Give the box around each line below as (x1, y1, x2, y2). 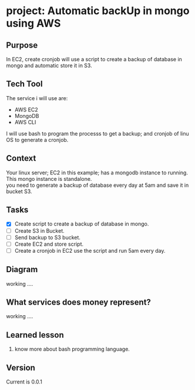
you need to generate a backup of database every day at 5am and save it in (6, 181, 189, 189)
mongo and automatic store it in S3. (6, 62, 92, 69)
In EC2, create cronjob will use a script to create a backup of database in (6, 56, 182, 62)
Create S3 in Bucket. (14, 227, 65, 234)
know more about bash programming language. (14, 346, 130, 353)
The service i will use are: (6, 94, 68, 101)
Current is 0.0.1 (6, 378, 42, 385)
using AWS (6, 16, 61, 30)
